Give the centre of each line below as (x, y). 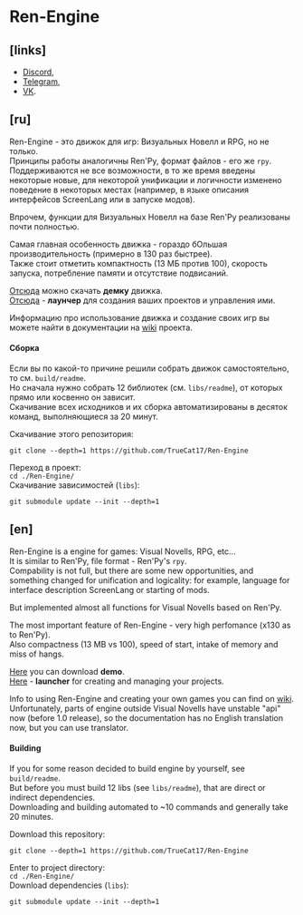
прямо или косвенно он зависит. (72, 397)
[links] (28, 50)
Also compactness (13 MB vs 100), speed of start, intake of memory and (144, 644)
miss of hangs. (37, 654)
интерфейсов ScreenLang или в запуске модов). (103, 199)
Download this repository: (57, 834)
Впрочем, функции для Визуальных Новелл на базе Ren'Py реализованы (150, 217)
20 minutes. (32, 817)
